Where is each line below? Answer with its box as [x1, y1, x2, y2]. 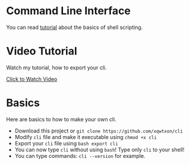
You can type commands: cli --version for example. [14, 152, 145, 159]
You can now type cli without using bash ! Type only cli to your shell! [14, 146, 185, 153]
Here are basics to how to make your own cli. [6, 115, 117, 122]
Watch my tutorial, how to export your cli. [6, 64, 107, 71]
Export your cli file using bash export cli [14, 140, 119, 147]
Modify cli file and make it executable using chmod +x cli [14, 133, 157, 140]
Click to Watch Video [6, 75, 58, 82]
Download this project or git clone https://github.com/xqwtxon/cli [14, 127, 183, 134]
